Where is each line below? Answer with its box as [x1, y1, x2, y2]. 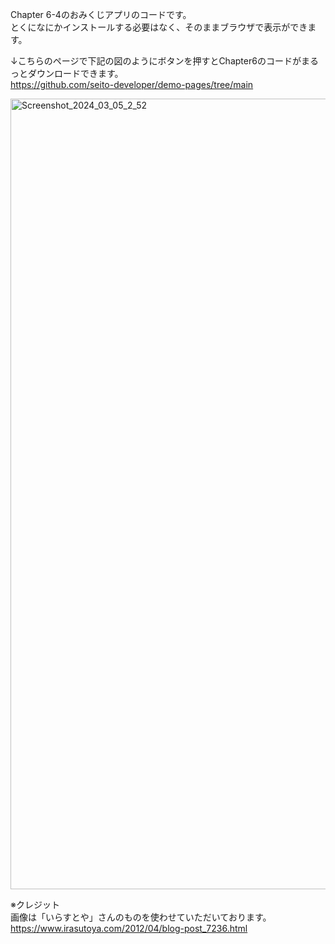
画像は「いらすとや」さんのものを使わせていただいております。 [10, 911, 272, 923]
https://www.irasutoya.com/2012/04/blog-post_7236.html [10, 923, 248, 934]
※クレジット [10, 899, 60, 910]
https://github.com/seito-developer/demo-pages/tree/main [10, 79, 254, 90]
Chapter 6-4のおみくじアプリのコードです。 [10, 9, 192, 20]
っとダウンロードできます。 [10, 68, 124, 79]
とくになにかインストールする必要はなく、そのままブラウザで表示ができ [10, 21, 308, 33]
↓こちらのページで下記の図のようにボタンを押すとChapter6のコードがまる [10, 55, 319, 67]
